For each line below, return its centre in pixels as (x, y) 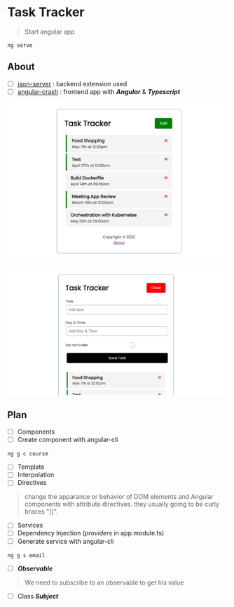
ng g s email (26, 555)
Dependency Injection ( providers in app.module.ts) (91, 533)
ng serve (20, 45)
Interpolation (36, 475)
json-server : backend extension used (72, 84)
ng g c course (28, 454)
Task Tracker (46, 12)
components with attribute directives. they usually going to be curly (122, 504)
